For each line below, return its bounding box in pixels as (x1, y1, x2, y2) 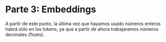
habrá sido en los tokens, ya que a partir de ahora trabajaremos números (5, 26, 159, 32)
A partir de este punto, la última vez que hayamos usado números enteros (5, 20, 161, 27)
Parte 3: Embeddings (5, 4, 96, 15)
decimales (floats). (5, 31, 45, 37)
